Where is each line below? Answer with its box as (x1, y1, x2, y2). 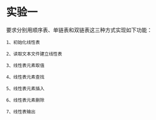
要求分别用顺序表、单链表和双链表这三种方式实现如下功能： (6, 26, 152, 33)
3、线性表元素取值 (6, 62, 45, 69)
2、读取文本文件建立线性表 (6, 51, 63, 57)
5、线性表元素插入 (6, 85, 45, 91)
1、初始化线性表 (6, 39, 40, 45)
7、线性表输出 (6, 109, 36, 115)
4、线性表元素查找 (6, 74, 45, 80)
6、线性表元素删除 (6, 97, 45, 103)
